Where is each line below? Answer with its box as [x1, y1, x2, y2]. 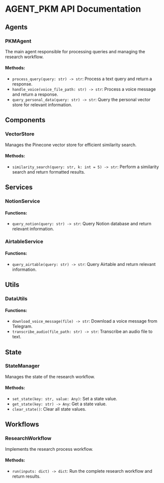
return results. [12, 473, 41, 479]
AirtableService [5, 238, 43, 245]
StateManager [5, 363, 40, 370]
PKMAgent [5, 38, 32, 44]
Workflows [5, 420, 39, 429]
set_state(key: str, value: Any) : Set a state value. [12, 396, 118, 402]
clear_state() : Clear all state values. [12, 406, 86, 412]
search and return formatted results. [12, 169, 85, 175]
